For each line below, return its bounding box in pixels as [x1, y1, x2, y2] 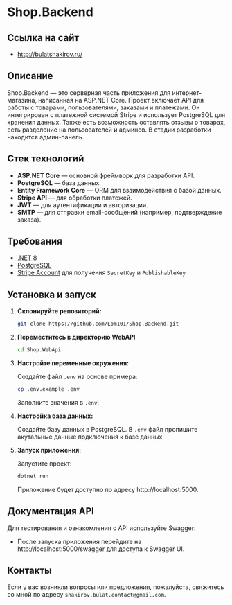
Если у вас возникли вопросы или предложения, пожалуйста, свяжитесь [7, 583, 224, 591]
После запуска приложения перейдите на [17, 537, 142, 545]
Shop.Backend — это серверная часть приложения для [7, 88, 171, 97]
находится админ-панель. [7, 132, 84, 141]
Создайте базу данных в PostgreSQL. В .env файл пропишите [17, 425, 198, 433]
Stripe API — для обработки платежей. [17, 193, 133, 202]
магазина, [7, 96, 37, 104]
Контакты [7, 564, 52, 576]
